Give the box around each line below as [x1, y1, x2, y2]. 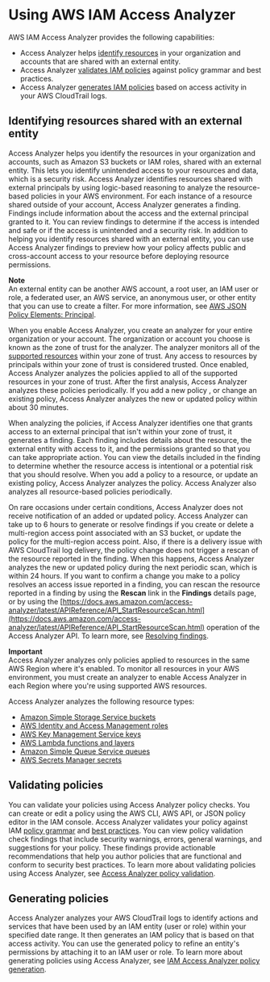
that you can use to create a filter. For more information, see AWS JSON [8, 301, 247, 311]
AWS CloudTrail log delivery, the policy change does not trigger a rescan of [8, 545, 259, 554]
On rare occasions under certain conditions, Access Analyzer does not [8, 502, 243, 512]
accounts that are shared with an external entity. [19, 56, 181, 66]
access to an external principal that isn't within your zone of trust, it [8, 426, 232, 437]
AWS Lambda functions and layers [19, 738, 135, 747]
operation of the [206, 622, 260, 632]
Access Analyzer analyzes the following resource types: [8, 696, 195, 706]
